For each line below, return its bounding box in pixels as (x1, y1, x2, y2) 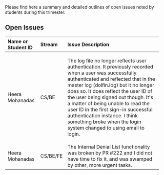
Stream (40, 41, 58, 48)
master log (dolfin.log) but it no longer (67, 82, 155, 88)
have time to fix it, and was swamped (67, 155, 153, 162)
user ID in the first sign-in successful (67, 106, 153, 113)
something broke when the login (67, 118, 142, 125)
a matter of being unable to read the (67, 100, 150, 107)
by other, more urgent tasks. (67, 161, 133, 168)
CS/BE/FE (40, 153, 63, 159)
